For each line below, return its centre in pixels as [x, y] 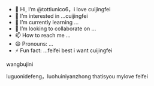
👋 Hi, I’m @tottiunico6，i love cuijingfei [63, 9]
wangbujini [20, 64]
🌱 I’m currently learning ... [47, 22]
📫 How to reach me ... [43, 35]
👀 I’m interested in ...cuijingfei [51, 16]
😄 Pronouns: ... [34, 44]
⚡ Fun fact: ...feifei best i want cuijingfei [64, 50]
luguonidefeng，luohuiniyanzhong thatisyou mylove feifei [77, 76]
